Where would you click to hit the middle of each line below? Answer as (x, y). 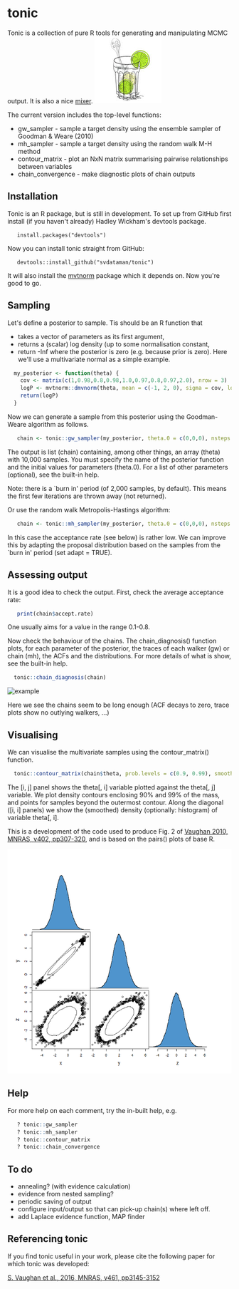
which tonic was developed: (48, 1263)
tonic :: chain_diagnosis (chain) (60, 678)
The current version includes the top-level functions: (84, 115)
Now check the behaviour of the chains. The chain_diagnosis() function (112, 641)
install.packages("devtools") (62, 235)
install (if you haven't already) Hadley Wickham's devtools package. (107, 221)
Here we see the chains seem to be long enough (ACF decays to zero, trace (118, 705)
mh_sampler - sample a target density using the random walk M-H (115, 143)
